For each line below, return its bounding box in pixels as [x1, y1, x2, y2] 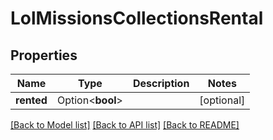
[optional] [199, 93, 246, 107]
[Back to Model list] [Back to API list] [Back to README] [10, 119, 240, 131]
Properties [10, 47, 78, 64]
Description [132, 77, 190, 90]
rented [15, 93, 48, 107]
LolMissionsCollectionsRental [10, 7, 264, 30]
